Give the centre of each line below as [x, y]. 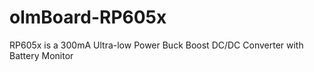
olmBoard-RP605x [88, 17]
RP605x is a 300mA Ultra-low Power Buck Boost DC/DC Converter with [156, 45]
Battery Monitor [41, 55]
